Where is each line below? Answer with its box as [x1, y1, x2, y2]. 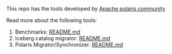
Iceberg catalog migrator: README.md [14, 35, 111, 41]
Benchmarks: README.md [14, 28, 81, 35]
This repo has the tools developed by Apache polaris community [6, 5, 166, 12]
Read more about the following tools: [6, 17, 97, 23]
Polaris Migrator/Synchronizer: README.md [14, 41, 123, 48]
